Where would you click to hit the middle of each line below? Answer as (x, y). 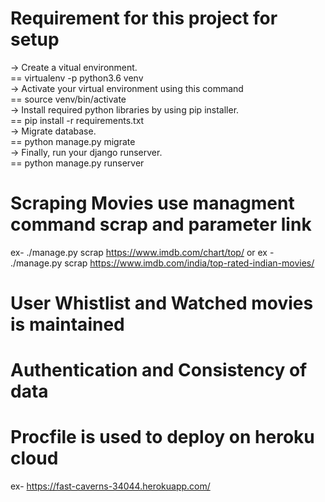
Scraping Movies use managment (152, 203)
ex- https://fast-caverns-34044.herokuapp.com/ (110, 486)
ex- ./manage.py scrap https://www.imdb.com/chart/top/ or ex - (142, 252)
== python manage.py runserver (77, 163)
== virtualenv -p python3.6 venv (77, 78)
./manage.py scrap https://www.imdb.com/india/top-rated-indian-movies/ (162, 263)
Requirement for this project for (144, 18)
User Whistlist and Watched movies (162, 303)
